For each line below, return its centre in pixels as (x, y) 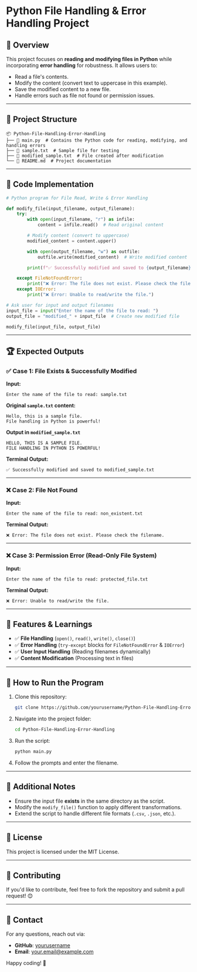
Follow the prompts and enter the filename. (67, 763)
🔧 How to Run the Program (55, 683)
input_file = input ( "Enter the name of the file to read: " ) (82, 311)
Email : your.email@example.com (54, 952)
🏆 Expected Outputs (45, 351)
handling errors (26, 145)
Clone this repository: (40, 697)
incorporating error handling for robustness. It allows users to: (82, 65)
